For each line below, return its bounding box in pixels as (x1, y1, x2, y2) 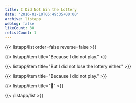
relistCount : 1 (5, 30, 37, 35)
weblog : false (5, 21, 35, 26)
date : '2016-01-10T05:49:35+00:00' (5, 12, 79, 17)
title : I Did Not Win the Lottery (5, 7, 77, 12)
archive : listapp (5, 16, 41, 21)
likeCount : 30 (5, 26, 35, 31)
